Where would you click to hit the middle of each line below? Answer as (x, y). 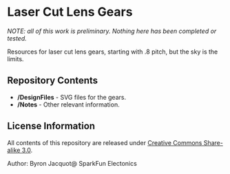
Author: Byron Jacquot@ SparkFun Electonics (72, 163)
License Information (51, 126)
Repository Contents (53, 81)
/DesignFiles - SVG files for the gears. (71, 97)
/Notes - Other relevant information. (68, 105)
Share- (213, 142)
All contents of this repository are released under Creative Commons (105, 142)
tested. (17, 38)
